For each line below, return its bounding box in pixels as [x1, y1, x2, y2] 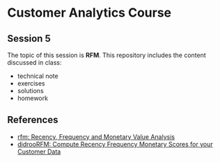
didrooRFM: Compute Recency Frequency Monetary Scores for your [17, 140, 214, 148]
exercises [17, 79, 45, 88]
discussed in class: [7, 58, 62, 67]
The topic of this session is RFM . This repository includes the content [7, 51, 207, 59]
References [7, 114, 58, 126]
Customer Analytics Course [7, 5, 172, 21]
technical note [17, 72, 58, 80]
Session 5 [7, 33, 51, 44]
